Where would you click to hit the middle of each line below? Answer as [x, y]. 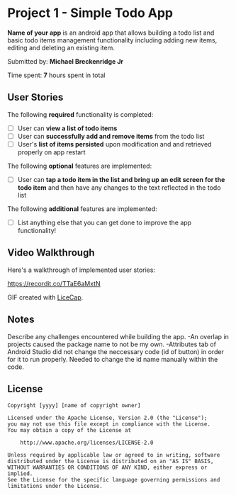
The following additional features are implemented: [82, 209]
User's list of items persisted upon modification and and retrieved [114, 144]
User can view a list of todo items [67, 128]
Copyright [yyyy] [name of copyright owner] [74, 405]
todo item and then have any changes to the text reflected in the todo [119, 188]
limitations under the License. [55, 486]
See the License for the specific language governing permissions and [114, 479]
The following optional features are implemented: [80, 166]
